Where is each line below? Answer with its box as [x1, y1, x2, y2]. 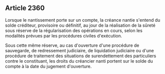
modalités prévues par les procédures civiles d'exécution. [5, 33, 122, 38]
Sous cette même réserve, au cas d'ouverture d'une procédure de [5, 42, 139, 48]
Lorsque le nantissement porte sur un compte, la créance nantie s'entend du [5, 17, 161, 23]
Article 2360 [5, 4, 45, 12]
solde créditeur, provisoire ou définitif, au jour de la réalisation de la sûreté [5, 22, 156, 28]
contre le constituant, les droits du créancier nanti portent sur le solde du [5, 58, 153, 64]
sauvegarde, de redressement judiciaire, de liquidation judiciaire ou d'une [5, 47, 154, 53]
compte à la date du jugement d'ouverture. [5, 63, 92, 69]
